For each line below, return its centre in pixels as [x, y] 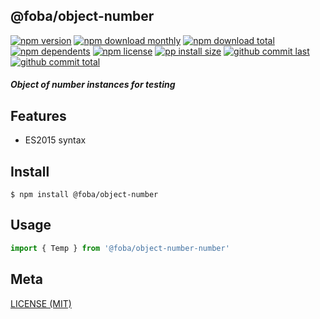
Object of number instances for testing [93, 85]
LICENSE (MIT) [41, 303]
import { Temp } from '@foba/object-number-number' [120, 248]
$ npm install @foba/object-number [84, 195]
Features [38, 115]
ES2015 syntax [55, 140]
